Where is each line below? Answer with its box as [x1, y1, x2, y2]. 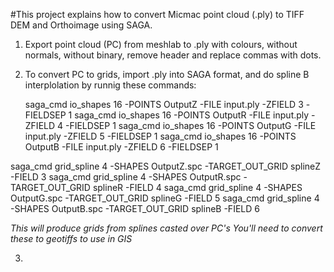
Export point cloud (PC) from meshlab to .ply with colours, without [24, 39, 298, 50]
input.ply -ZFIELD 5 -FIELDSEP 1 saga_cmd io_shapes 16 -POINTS [24, 130, 297, 142]
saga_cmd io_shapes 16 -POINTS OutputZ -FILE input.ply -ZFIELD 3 [24, 99, 304, 110]
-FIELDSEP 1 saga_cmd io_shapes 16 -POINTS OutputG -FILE [64, 120, 317, 131]
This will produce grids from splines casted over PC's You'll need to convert [10, 222, 323, 234]
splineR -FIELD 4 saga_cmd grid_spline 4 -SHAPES [92, 182, 303, 193]
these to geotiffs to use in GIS [10, 233, 133, 244]
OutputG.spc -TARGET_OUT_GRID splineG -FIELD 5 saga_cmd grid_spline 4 [10, 192, 320, 204]
